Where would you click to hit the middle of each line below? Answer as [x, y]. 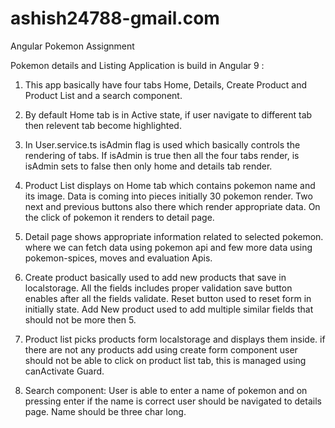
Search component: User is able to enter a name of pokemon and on [166, 390]
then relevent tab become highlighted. [103, 125]
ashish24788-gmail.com [115, 18]
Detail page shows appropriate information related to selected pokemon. [174, 236]
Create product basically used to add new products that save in [155, 277]
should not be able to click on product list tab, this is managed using [165, 360]
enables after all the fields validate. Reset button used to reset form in [168, 298]
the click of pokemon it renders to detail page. [119, 217]
